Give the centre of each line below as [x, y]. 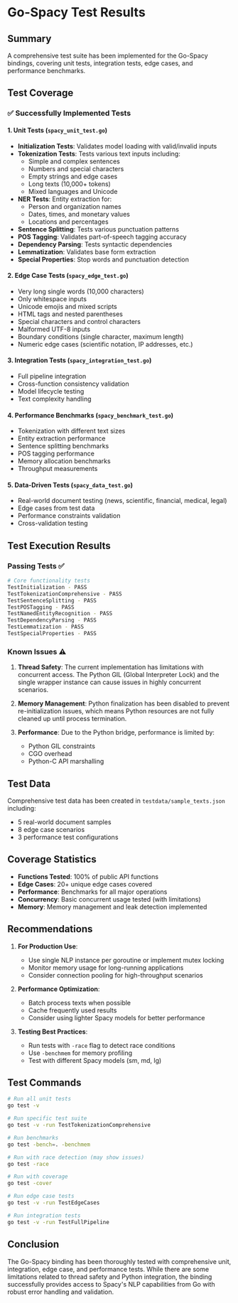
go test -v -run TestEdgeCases [54, 1203]
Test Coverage [40, 93]
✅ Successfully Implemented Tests [69, 113]
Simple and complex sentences [74, 161]
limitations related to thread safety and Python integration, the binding [110, 1277]
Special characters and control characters [79, 321]
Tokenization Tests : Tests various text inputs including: [99, 153]
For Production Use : [48, 946]
